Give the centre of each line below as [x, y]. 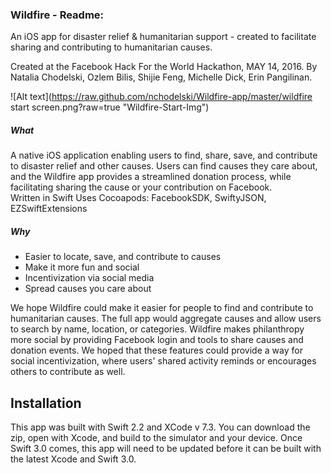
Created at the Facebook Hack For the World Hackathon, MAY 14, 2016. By [164, 67]
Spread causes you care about [88, 289]
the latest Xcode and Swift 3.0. [73, 459]
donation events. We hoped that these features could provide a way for [156, 350]
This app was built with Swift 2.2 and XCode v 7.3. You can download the [160, 427]
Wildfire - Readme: [57, 15]
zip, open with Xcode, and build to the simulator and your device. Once [156, 438]
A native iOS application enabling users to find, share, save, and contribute [164, 155]
